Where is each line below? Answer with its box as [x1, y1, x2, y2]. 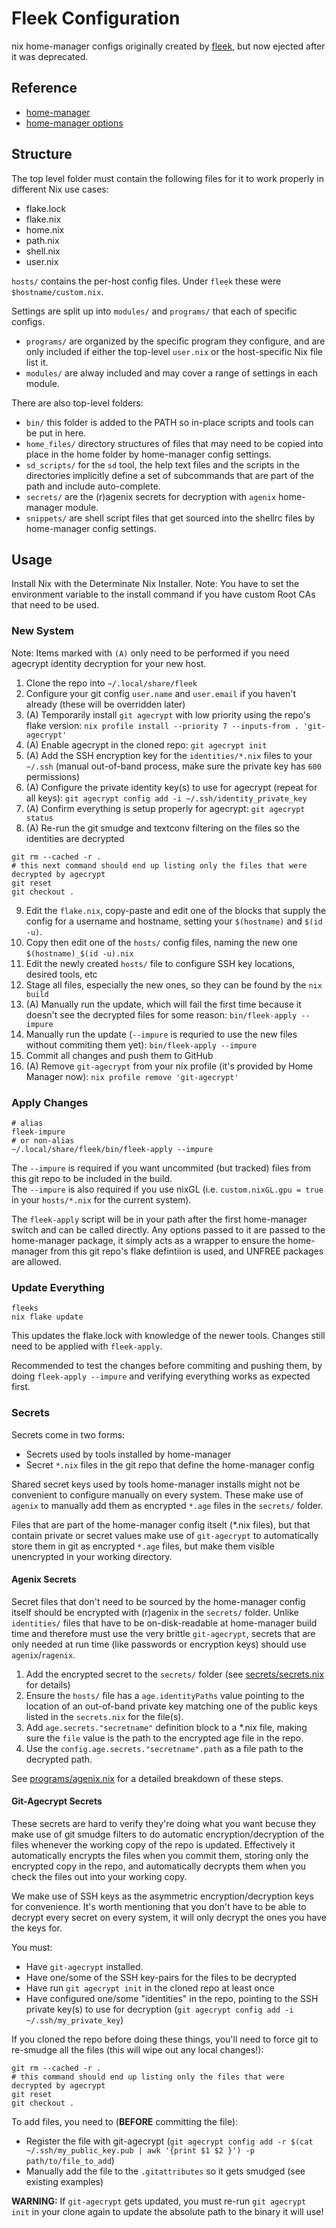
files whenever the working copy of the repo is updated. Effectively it [11, 1838, 296, 1851]
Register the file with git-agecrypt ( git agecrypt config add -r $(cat [25, 2135, 314, 2147]
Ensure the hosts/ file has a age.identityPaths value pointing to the [25, 1689, 305, 1701]
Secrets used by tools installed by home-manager [25, 1448, 232, 1460]
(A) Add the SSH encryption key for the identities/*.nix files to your [25, 749, 313, 761]
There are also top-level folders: [11, 397, 144, 409]
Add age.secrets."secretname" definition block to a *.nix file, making [25, 1721, 308, 1733]
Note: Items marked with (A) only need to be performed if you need [11, 647, 290, 659]
